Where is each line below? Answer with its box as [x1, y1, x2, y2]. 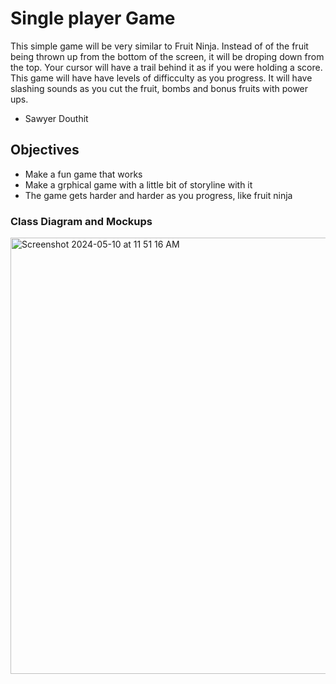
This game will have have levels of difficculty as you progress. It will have [10, 72, 313, 84]
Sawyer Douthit [24, 112, 89, 124]
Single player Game [10, 7, 176, 30]
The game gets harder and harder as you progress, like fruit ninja [24, 189, 293, 201]
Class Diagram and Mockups [10, 214, 153, 228]
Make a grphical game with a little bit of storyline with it [24, 178, 253, 191]
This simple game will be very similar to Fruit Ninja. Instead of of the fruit [10, 40, 309, 52]
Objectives [10, 142, 80, 159]
